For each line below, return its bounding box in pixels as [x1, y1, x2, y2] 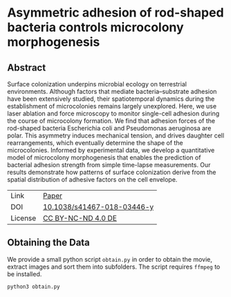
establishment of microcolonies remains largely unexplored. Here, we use [7, 102, 216, 110]
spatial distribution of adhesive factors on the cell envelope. [7, 175, 178, 184]
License [10, 213, 37, 222]
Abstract [7, 61, 46, 73]
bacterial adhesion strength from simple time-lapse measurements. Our [7, 161, 211, 169]
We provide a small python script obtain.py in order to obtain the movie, [7, 255, 212, 263]
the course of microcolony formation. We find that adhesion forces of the [7, 117, 216, 125]
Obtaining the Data [7, 237, 90, 249]
